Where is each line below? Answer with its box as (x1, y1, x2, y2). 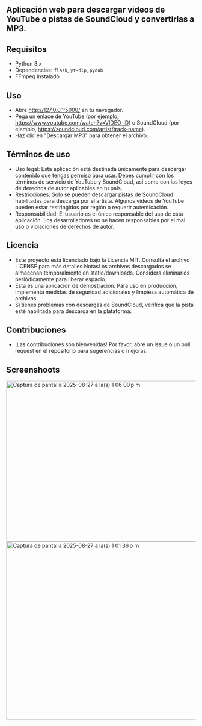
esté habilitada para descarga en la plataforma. (14, 307, 132, 315)
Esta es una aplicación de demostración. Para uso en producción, (14, 282, 178, 289)
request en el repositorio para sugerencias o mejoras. (14, 347, 148, 355)
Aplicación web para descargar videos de (6, 5, 165, 15)
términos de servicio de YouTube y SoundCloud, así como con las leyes (14, 178, 192, 185)
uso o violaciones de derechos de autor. (14, 223, 115, 230)
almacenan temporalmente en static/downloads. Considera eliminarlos (14, 269, 190, 276)
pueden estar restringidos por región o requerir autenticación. (14, 203, 169, 211)
